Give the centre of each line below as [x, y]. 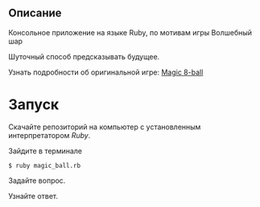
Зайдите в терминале [45, 151]
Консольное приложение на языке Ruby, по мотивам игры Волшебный [130, 32]
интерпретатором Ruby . [50, 135]
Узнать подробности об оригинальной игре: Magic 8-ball [106, 72]
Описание [35, 13]
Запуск [34, 104]
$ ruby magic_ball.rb [45, 165]
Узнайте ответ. [33, 196]
